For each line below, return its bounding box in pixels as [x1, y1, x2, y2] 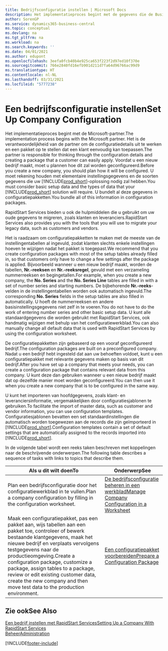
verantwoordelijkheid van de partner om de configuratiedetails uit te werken [5, 141, 162, 147]
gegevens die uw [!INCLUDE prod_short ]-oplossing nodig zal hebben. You [5, 178, 155, 184]
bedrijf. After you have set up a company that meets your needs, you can [5, 361, 154, 367]
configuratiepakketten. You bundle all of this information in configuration [5, 194, 153, 200]
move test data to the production [7, 583, 84, 590]
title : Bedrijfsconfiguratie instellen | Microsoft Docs [5, 7, 126, 12]
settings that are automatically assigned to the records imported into [5, 429, 146, 435]
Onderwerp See [114, 467, 151, 474]
